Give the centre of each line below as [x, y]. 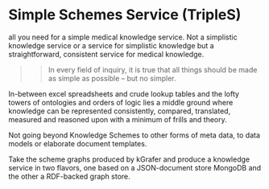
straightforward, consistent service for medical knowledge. [106, 54]
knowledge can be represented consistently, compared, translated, [120, 111]
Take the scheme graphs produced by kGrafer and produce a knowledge [129, 159]
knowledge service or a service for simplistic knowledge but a [112, 45]
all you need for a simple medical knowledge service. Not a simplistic [123, 37]
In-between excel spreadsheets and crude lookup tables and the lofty [124, 93]
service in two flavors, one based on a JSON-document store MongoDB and [135, 167]
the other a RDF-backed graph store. [69, 176]
